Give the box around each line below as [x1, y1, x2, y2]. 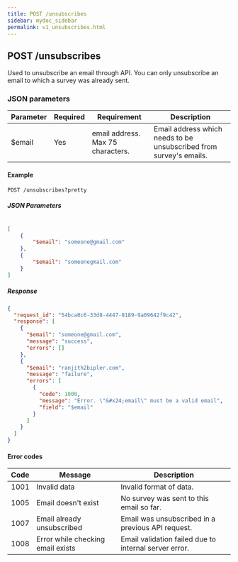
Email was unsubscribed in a [120, 514, 216, 524]
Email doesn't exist [36, 498, 99, 508]
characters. [91, 146, 130, 156]
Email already [36, 514, 81, 524]
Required [53, 112, 85, 122]
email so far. [120, 502, 161, 512]
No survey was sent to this [120, 494, 209, 504]
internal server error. [120, 544, 190, 553]
